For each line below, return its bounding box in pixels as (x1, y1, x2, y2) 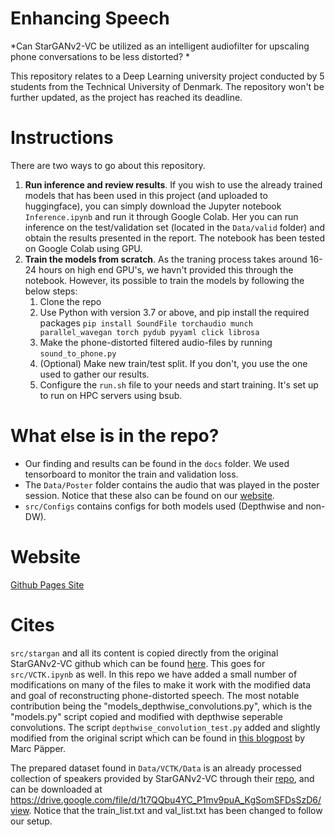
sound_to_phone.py (39, 348, 117, 359)
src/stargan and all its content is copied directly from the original (10, 647, 279, 659)
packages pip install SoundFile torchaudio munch (39, 317, 253, 329)
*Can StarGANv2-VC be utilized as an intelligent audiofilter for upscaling (10, 40, 310, 52)
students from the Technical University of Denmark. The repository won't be (10, 80, 325, 92)
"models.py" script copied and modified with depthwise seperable (10, 710, 283, 722)
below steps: (24, 285, 78, 297)
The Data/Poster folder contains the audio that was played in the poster (24, 478, 320, 491)
